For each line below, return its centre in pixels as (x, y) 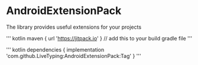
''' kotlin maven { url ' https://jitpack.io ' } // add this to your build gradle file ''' (99, 38)
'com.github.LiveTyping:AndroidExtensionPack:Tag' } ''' (74, 56)
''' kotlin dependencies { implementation (55, 49)
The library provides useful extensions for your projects (74, 27)
